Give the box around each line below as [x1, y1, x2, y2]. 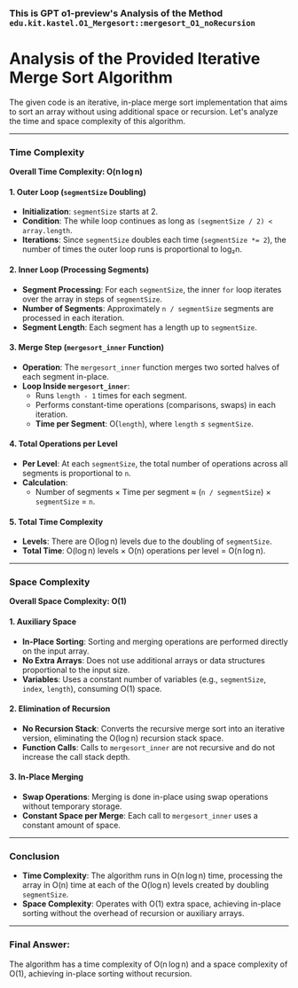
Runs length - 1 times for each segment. [35, 389, 187, 401]
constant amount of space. [21, 819, 122, 831]
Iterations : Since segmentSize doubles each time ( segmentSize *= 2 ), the [21, 234, 286, 246]
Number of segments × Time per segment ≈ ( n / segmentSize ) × [35, 486, 272, 497]
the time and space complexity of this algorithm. [9, 115, 186, 126]
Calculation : [21, 477, 68, 488]
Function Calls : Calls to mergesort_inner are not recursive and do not [21, 741, 276, 752]
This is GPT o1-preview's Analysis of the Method [9, 7, 223, 20]
